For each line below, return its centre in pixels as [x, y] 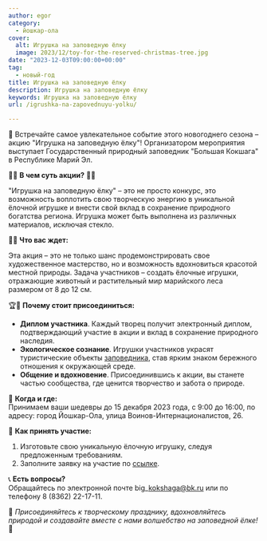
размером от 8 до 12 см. [50, 290]
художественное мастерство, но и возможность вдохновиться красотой [133, 264]
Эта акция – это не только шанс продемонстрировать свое [109, 255]
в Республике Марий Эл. [51, 160]
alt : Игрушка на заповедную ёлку [71, 45]
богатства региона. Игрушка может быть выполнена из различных [122, 216]
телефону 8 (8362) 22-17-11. [55, 496]
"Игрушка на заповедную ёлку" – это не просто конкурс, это [112, 191]
